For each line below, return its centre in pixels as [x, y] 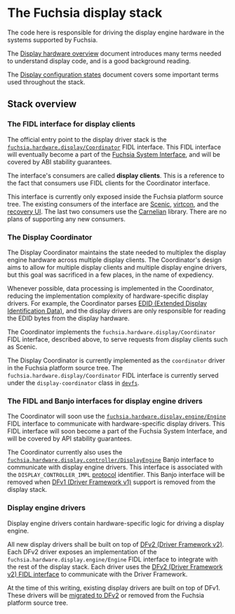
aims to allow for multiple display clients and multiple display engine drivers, [117, 267]
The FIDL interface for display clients [71, 124]
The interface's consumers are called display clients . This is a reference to [116, 175]
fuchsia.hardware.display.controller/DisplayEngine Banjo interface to [111, 460]
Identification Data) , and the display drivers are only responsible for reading [116, 311]
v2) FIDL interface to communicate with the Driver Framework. [98, 574]
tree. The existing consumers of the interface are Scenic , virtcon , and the [113, 204]
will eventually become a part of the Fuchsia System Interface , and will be [114, 154]
